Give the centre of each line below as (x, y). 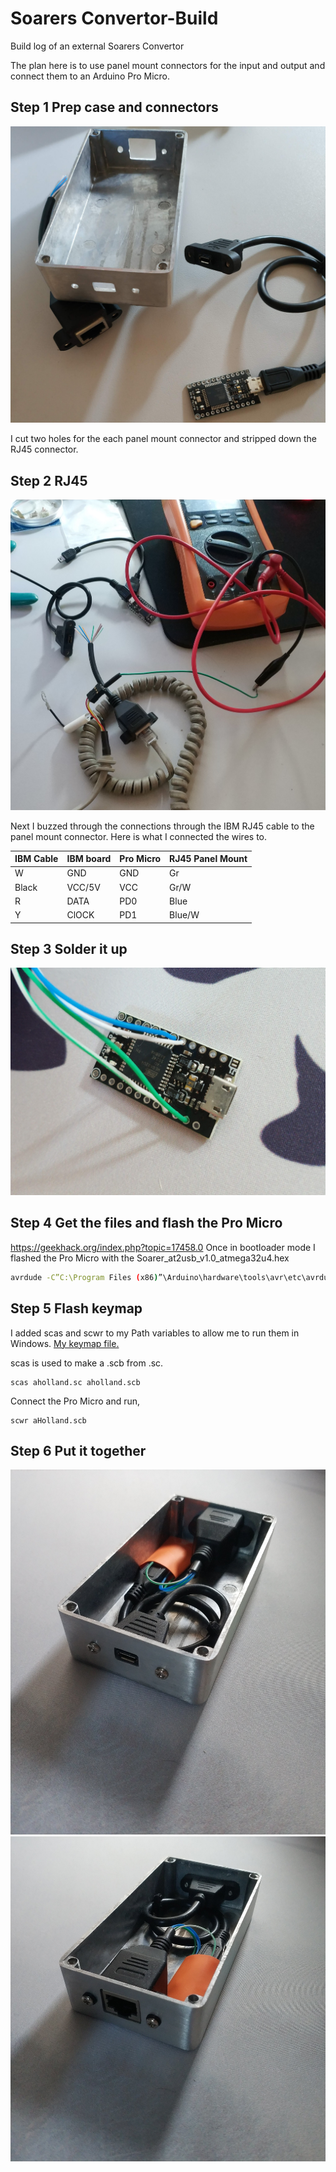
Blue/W (184, 915)
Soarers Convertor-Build (114, 18)
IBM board (89, 859)
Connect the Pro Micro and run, (75, 1401)
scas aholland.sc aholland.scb (75, 1382)
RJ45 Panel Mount (208, 859)
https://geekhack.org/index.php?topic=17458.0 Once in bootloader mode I (163, 1247)
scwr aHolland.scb (48, 1420)
